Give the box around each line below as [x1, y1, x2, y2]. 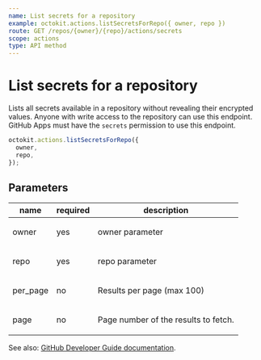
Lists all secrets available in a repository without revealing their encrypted [8, 103, 254, 113]
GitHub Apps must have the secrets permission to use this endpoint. [8, 120, 236, 130]
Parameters [8, 181, 69, 195]
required [56, 205, 91, 216]
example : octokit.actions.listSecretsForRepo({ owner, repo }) [8, 19, 226, 27]
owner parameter [97, 227, 164, 238]
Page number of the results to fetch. [97, 314, 234, 325]
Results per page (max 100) [97, 285, 204, 296]
